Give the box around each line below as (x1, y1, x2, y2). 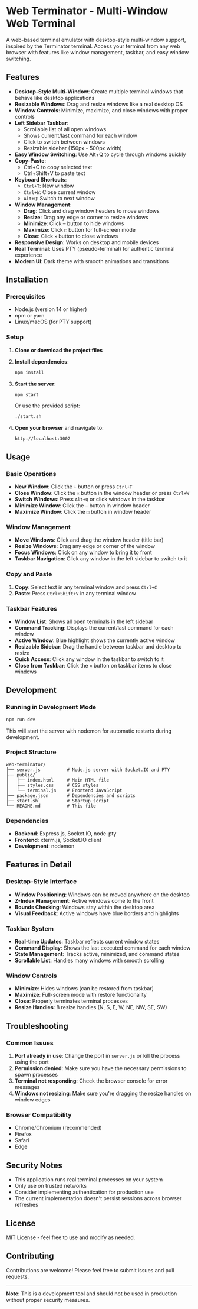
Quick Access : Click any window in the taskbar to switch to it (14, 655, 164, 663)
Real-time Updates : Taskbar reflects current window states (14, 938, 160, 945)
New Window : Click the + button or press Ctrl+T (14, 483, 133, 490)
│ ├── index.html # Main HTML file (6, 777, 110, 783)
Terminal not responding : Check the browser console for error (14, 1077, 168, 1084)
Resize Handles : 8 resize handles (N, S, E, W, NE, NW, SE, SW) (14, 1004, 167, 1011)
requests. (6, 1273, 29, 1280)
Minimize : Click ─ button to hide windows (23, 220, 124, 227)
